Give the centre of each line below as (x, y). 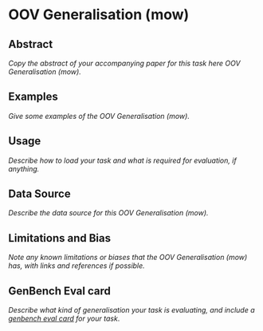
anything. (24, 168)
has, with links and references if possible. (77, 266)
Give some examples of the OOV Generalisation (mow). (99, 116)
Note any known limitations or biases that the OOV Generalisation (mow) (128, 258)
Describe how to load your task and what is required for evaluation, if (122, 160)
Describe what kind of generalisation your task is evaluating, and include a (131, 310)
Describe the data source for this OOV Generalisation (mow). (108, 213)
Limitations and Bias (60, 238)
